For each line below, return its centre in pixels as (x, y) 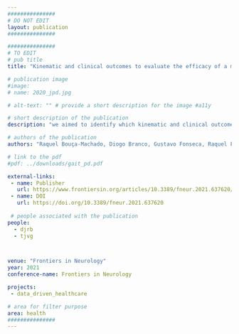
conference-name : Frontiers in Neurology (70, 274)
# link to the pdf (34, 157)
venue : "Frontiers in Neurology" (57, 261)
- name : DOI (28, 196)
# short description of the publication (68, 118)
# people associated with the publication (74, 216)
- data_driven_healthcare (49, 293)
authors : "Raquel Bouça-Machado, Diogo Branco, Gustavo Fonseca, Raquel (117, 144)
